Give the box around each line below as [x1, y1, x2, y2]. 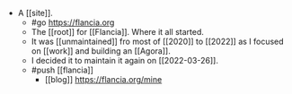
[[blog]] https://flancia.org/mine [44, 74, 163, 84]
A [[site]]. [17, 8, 54, 18]
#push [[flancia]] [31, 64, 94, 75]
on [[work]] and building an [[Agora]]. [31, 46, 171, 56]
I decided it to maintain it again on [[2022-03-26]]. [31, 56, 218, 65]
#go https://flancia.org [31, 17, 115, 28]
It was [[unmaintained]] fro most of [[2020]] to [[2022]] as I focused [31, 36, 285, 47]
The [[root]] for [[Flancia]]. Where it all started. [31, 27, 205, 37]
